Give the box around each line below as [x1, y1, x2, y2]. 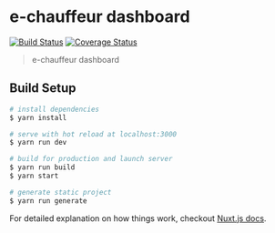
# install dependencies [9, 105, 100, 114]
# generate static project [9, 187, 112, 197]
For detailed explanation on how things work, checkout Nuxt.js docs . [9, 212, 267, 224]
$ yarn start [9, 171, 59, 180]
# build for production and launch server [9, 155, 173, 164]
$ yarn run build [9, 163, 76, 172]
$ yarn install [9, 113, 67, 122]
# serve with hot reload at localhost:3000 [9, 129, 178, 138]
